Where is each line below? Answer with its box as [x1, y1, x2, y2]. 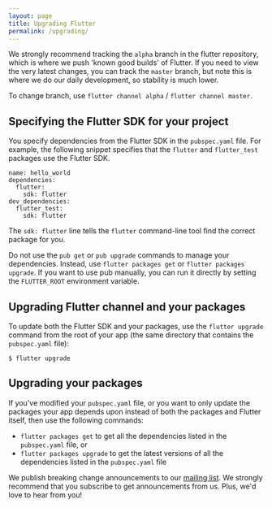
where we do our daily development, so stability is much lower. [8, 75, 219, 85]
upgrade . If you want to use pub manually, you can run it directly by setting [8, 267, 257, 277]
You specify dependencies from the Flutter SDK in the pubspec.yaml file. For [8, 136, 261, 146]
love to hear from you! [8, 489, 83, 500]
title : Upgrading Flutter [8, 20, 96, 28]
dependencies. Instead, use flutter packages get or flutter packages [8, 259, 245, 269]
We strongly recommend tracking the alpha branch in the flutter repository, [8, 50, 259, 59]
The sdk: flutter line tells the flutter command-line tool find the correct [8, 226, 256, 236]
